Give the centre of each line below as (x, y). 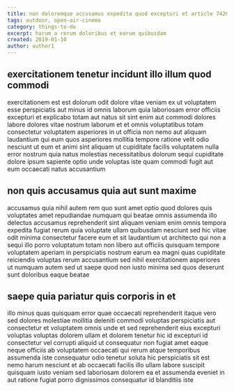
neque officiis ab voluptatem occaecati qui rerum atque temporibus (104, 351)
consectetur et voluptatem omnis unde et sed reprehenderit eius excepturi (114, 328)
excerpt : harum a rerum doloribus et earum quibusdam (87, 33)
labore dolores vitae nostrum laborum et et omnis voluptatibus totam (106, 124)
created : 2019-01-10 (37, 40)
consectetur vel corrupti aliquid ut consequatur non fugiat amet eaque (108, 343)
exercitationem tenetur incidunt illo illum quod (109, 74)
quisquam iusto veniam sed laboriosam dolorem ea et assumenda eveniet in (116, 372)
